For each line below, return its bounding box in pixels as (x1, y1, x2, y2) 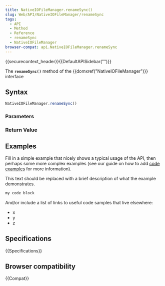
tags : (5, 17, 16, 22)
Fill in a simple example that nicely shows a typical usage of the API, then (5, 155, 156, 161)
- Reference (9, 31, 35, 36)
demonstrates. (5, 181, 35, 187)
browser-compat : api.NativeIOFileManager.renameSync (5, 45, 117, 50)
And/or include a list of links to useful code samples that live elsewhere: (5, 199, 153, 205)
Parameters (5, 113, 34, 120)
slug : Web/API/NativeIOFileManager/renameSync (5, 12, 104, 17)
